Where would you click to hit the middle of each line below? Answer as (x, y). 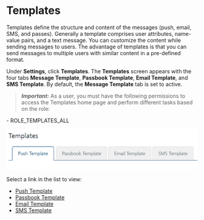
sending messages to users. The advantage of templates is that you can (97, 47)
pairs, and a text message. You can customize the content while (101, 40)
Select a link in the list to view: (44, 179)
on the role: (36, 108)
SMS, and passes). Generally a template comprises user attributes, (90, 33)
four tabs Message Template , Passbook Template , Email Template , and (97, 78)
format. (15, 59)
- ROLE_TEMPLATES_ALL (38, 120)
